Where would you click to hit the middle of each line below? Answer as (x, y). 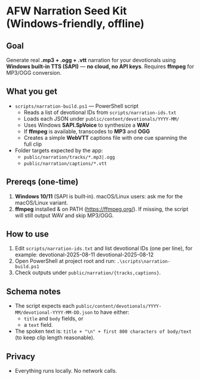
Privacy (21, 356)
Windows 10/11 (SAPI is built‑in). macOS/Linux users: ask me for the (99, 196)
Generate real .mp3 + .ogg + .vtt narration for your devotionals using (91, 60)
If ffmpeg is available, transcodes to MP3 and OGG (87, 131)
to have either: (112, 312)
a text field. (38, 325)
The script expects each (44, 306)
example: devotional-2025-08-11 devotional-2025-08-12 (84, 255)
